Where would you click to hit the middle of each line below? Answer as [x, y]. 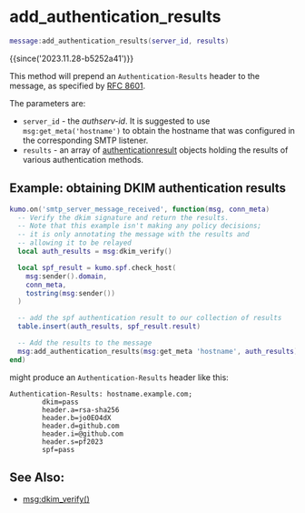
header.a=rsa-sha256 [81, 410]
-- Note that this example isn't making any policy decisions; [139, 226]
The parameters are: [48, 103]
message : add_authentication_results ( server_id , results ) [119, 41]
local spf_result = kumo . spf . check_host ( [97, 267]
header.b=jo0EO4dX [77, 417]
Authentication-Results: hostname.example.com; [101, 394]
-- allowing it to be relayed [74, 243]
